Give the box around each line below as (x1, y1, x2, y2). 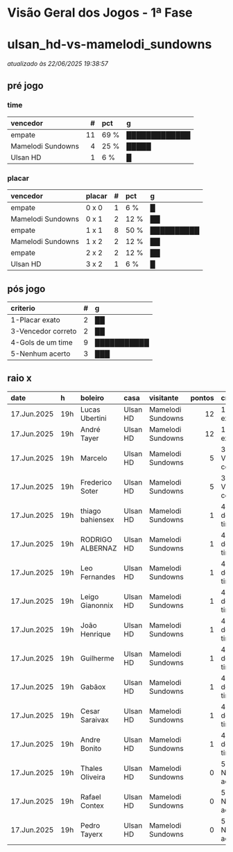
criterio (10, 303, 36, 313)
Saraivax (80, 715, 109, 724)
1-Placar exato (10, 315, 60, 324)
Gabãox (80, 681, 106, 691)
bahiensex (80, 514, 114, 524)
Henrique (80, 629, 111, 638)
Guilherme (80, 653, 114, 663)
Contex (80, 801, 104, 810)
